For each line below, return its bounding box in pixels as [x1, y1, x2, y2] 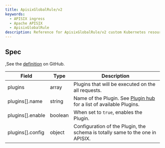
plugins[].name [7, 98, 43, 105]
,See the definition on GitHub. [5, 61, 65, 66]
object [50, 129, 65, 136]
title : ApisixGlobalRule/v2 [5, 7, 63, 12]
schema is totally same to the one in [73, 129, 156, 136]
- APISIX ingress [9, 16, 45, 21]
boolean [50, 112, 69, 119]
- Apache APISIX [9, 21, 43, 26]
